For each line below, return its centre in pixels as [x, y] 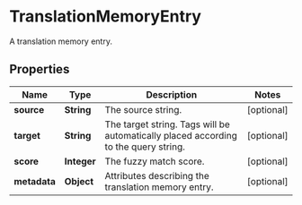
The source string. [143, 109]
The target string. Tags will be [168, 124]
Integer [80, 161]
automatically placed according [171, 135]
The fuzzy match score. [155, 161]
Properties [40, 69]
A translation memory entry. [61, 41]
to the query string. [145, 147]
